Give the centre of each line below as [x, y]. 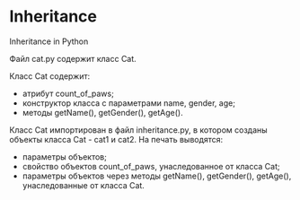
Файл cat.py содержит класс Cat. [73, 58]
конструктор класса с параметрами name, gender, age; [129, 103]
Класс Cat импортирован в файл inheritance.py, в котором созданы [138, 130]
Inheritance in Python [49, 41]
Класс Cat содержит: [50, 76]
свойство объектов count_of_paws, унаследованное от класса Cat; [151, 166]
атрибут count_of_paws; [68, 93]
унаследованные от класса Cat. [84, 185]
